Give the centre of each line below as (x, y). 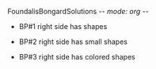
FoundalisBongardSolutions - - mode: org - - (78, 11)
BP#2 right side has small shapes (73, 42)
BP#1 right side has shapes (63, 26)
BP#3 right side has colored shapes (77, 57)
